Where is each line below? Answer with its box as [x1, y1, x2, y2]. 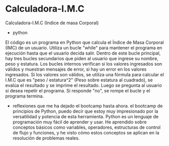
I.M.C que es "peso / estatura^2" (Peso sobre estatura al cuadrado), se [5, 77, 153, 83]
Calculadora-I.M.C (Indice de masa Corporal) [5, 20, 99, 26]
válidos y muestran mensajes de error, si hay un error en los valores [5, 66, 147, 72]
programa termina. [5, 93, 44, 99]
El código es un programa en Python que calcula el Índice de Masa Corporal [5, 39, 164, 45]
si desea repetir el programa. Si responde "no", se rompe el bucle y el [5, 87, 150, 93]
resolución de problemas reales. [12, 135, 80, 141]
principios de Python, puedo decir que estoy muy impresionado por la [12, 108, 158, 114]
